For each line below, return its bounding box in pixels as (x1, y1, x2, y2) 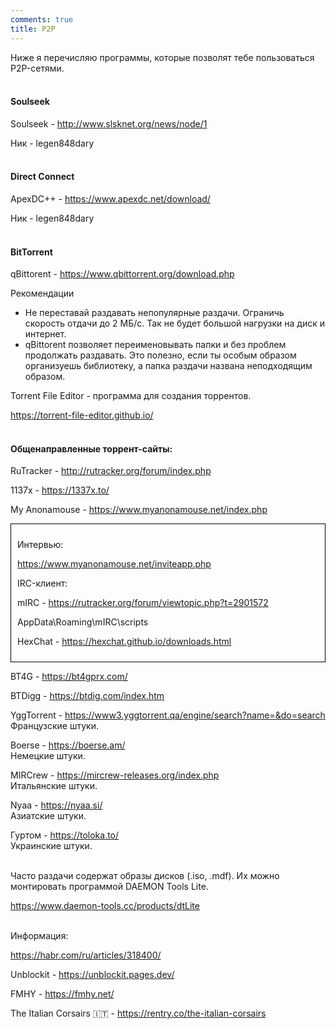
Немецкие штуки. (10, 750, 86, 762)
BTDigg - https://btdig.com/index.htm (10, 690, 165, 702)
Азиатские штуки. (10, 810, 87, 822)
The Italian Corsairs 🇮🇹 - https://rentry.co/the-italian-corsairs (10, 1007, 267, 1020)
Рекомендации (10, 287, 75, 300)
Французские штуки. (10, 720, 99, 732)
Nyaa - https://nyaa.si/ (10, 799, 103, 811)
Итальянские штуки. (10, 780, 98, 792)
